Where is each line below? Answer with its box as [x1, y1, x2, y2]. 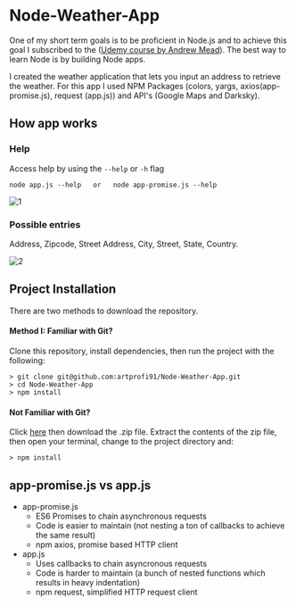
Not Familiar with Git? [9, 407, 91, 418]
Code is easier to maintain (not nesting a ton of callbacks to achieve [35, 519, 285, 531]
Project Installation [9, 282, 117, 297]
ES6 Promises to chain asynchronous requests [35, 511, 207, 521]
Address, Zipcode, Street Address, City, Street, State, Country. [9, 238, 239, 249]
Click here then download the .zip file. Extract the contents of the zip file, [9, 427, 277, 437]
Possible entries [9, 218, 81, 230]
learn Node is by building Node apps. [9, 54, 146, 64]
